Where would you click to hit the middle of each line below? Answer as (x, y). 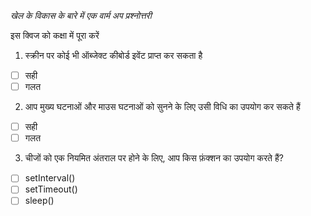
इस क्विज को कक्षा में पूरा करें (55, 35)
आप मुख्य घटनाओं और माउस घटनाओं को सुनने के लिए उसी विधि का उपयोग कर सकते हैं (162, 107)
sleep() (39, 201)
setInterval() (50, 178)
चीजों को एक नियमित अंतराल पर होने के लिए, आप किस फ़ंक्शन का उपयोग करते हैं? (154, 158)
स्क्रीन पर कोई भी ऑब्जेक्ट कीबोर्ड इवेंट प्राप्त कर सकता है (113, 55)
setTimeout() (51, 189)
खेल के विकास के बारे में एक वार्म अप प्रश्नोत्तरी (81, 15)
